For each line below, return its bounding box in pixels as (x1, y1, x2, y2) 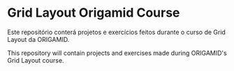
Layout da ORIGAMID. (7, 35, 70, 43)
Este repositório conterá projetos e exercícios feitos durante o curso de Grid (7, 28, 226, 36)
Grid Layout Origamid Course (7, 5, 180, 21)
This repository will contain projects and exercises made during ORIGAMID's (7, 49, 227, 57)
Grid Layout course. (7, 56, 64, 64)
